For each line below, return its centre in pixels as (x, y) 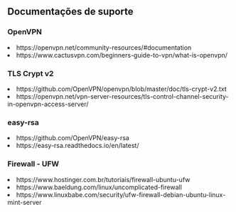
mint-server (25, 202)
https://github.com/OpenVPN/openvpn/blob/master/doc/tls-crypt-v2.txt (122, 89)
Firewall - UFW (33, 164)
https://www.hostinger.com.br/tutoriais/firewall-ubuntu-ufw (103, 179)
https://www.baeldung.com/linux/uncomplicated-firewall (100, 187)
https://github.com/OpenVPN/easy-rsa (73, 138)
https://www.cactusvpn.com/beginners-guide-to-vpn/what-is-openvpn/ (122, 55)
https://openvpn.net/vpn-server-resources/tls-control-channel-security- (123, 96)
